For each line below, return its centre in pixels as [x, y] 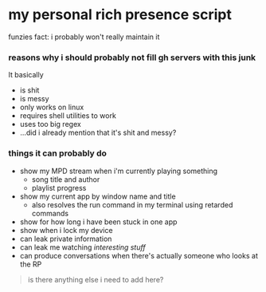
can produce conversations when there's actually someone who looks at [139, 255]
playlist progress [59, 187]
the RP [31, 264]
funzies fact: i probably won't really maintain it [84, 37]
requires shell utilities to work [68, 116]
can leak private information [66, 239]
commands [50, 213]
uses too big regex [50, 124]
